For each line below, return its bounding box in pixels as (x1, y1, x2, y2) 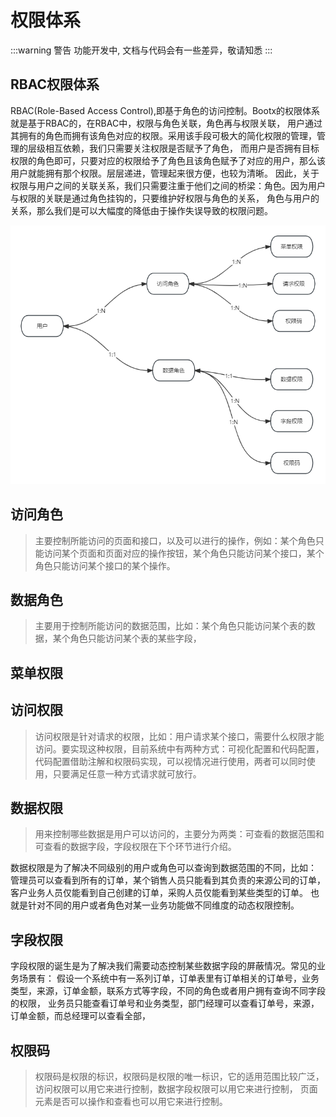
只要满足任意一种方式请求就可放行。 (52, 767, 202, 780)
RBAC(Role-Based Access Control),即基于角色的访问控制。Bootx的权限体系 (10, 104, 321, 116)
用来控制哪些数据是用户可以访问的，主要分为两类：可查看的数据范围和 (34, 828, 325, 840)
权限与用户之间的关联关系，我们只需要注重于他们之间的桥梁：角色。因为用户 (10, 179, 326, 191)
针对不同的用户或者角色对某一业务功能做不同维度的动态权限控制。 (27, 899, 300, 911)
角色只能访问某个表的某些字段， (69, 632, 202, 645)
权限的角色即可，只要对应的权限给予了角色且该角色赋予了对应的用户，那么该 (10, 154, 326, 166)
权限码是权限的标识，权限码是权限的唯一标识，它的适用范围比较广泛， (34, 1071, 325, 1083)
